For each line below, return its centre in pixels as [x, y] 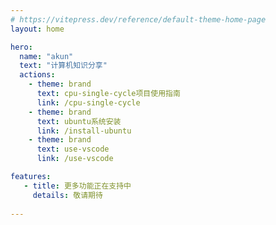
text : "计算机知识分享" [63, 66]
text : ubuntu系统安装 [79, 121]
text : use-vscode [73, 149]
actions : [37, 75]
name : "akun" [46, 56]
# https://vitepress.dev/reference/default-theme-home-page [138, 19]
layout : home [37, 29]
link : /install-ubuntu [84, 131]
